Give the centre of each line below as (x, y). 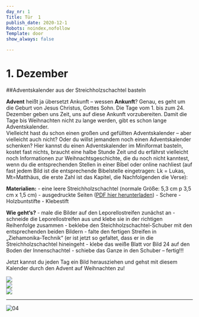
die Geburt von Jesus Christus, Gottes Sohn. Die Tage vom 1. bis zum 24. (95, 108)
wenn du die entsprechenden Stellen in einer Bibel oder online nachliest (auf (99, 164)
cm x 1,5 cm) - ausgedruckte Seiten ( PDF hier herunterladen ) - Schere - (94, 195)
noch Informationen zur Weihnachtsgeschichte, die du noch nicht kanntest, (98, 158)
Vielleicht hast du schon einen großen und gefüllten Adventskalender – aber (99, 133)
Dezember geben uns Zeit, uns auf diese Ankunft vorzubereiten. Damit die (97, 114)
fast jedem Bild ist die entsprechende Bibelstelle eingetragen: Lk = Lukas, (96, 171)
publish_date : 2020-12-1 (37, 23)
